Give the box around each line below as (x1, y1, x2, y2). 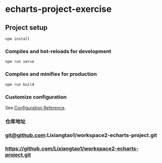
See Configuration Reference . (5, 104, 66, 110)
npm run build (5, 82, 35, 87)
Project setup (5, 23, 48, 32)
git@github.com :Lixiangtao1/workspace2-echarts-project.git (5, 132, 158, 139)
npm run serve (5, 59, 35, 64)
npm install (5, 36, 30, 41)
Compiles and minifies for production (5, 71, 97, 78)
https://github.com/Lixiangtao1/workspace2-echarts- (5, 145, 139, 152)
